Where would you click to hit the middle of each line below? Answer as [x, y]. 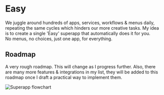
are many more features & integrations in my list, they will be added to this [82, 72]
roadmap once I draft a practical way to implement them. [64, 77]
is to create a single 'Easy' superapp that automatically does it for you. [78, 33]
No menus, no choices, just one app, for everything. [59, 39]
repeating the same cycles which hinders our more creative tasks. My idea [82, 28]
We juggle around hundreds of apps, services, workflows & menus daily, [80, 23]
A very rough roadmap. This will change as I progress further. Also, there [80, 66]
